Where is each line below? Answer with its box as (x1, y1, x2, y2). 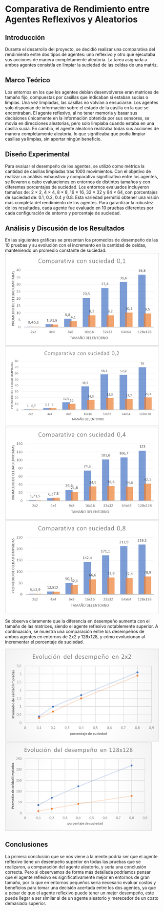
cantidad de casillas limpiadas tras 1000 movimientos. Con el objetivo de (5, 168, 151, 174)
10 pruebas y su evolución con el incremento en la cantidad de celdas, (5, 242, 146, 248)
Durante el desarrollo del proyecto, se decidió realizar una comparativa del (5, 47, 155, 52)
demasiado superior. (5, 900, 46, 906)
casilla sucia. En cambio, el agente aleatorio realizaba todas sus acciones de (5, 125, 159, 131)
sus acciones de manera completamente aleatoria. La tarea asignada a (5, 57, 147, 62)
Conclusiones (5, 840, 48, 849)
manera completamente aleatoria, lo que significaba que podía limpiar (5, 131, 145, 137)
